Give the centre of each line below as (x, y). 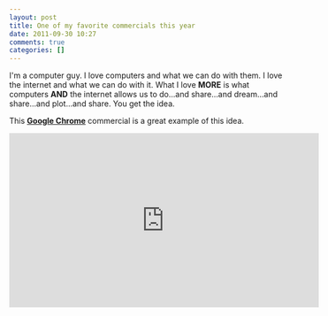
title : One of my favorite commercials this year (103, 26)
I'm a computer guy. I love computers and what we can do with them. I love (146, 75)
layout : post (33, 17)
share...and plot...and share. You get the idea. (92, 104)
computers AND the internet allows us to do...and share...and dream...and (144, 95)
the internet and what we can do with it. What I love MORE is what (130, 85)
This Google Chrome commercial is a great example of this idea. (127, 121)
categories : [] (37, 50)
